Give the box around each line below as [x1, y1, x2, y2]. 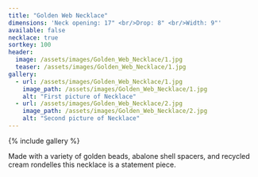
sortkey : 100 [8, 41, 52, 49]
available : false [8, 26, 66, 34]
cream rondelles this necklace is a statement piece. [8, 160, 176, 169]
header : [8, 48, 34, 56]
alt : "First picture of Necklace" [22, 92, 137, 100]
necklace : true [8, 33, 59, 42]
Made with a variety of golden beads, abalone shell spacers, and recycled [8, 151, 250, 160]
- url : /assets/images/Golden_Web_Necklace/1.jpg [15, 77, 183, 85]
